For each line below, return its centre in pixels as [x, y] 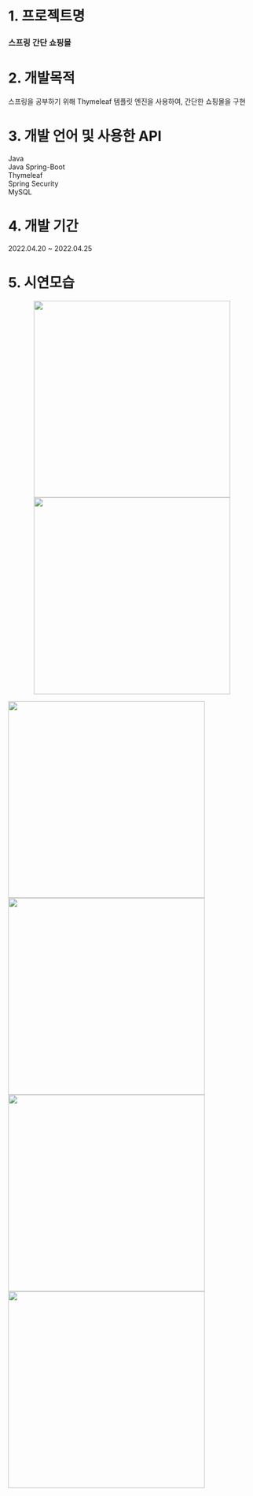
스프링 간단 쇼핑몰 [40, 42]
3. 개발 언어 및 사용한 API [85, 137]
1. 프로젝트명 [46, 16]
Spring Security [33, 183]
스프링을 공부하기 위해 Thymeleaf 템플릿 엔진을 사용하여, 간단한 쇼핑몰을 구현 [127, 102]
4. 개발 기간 [43, 226]
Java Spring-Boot [37, 167]
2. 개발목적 [42, 78]
